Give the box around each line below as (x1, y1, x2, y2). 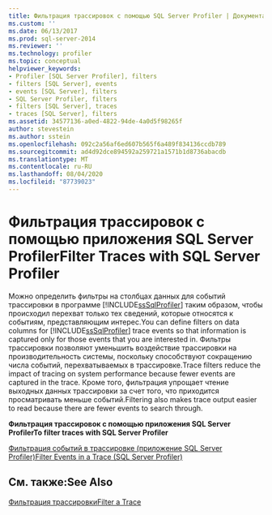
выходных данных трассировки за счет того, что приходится (8, 386, 220, 396)
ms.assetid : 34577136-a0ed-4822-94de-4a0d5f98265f (8, 118, 183, 126)
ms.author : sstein (8, 132, 70, 140)
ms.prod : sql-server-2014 (8, 34, 96, 43)
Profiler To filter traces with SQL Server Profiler (8, 427, 168, 437)
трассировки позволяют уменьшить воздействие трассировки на (8, 342, 237, 353)
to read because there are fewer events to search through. (8, 403, 204, 413)
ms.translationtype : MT (8, 155, 89, 163)
